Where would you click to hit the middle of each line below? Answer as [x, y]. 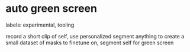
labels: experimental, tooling [40, 25]
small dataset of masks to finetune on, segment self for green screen [90, 43]
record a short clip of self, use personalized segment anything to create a [95, 36]
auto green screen [51, 9]
